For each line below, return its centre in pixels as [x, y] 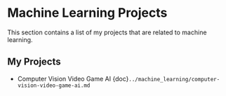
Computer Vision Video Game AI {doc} [73, 78]
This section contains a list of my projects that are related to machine [107, 32]
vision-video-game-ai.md [54, 85]
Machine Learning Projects [87, 13]
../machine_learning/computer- [174, 79]
